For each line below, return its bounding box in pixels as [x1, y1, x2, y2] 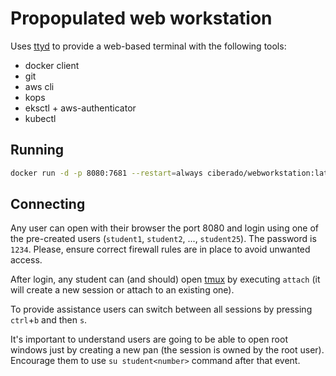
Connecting [10, 196, 86, 213]
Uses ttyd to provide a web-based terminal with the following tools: [10, 40, 287, 52]
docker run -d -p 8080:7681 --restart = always [10, 168, 203, 178]
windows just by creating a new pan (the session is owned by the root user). [10, 344, 325, 356]
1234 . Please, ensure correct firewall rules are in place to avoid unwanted [10, 243, 311, 256]
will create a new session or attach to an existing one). [10, 284, 235, 296]
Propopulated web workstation [10, 7, 273, 30]
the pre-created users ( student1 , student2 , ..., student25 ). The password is [10, 233, 317, 245]
